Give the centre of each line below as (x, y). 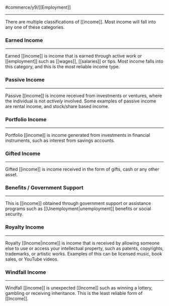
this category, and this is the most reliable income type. (63, 67)
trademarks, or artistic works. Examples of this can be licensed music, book (84, 253)
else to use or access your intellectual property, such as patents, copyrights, (84, 248)
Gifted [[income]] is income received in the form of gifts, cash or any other (82, 169)
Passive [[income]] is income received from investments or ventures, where (84, 95)
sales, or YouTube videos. (32, 259)
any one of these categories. (35, 27)
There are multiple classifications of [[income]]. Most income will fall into (80, 22)
